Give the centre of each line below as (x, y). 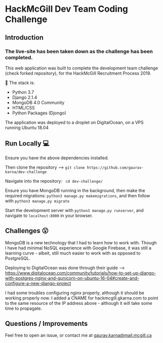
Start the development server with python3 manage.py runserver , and (74, 210)
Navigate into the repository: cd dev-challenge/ (54, 181)
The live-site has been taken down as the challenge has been (79, 51)
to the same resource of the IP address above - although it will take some (79, 303)
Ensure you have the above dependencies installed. (57, 158)
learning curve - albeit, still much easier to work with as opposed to (73, 253)
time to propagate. (24, 308)
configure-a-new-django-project (38, 283)
